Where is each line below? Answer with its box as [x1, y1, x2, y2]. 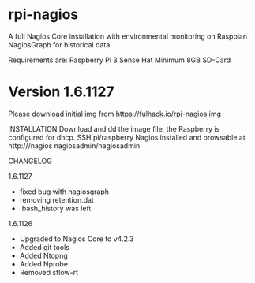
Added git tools [19, 242, 69, 251]
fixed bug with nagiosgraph [19, 187, 109, 196]
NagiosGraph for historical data [8, 39, 111, 49]
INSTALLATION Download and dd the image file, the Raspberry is [8, 124, 220, 133]
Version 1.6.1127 [8, 83, 114, 101]
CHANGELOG [8, 156, 53, 166]
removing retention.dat [19, 195, 95, 204]
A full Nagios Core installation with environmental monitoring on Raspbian [8, 32, 248, 41]
